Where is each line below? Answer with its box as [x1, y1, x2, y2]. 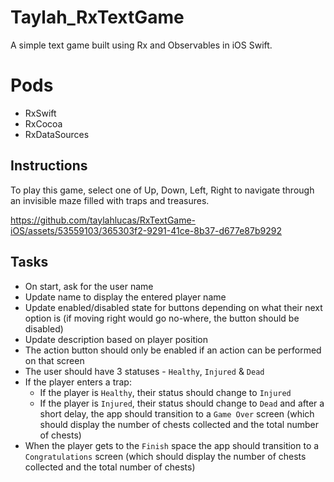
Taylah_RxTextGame [10, 6, 185, 29]
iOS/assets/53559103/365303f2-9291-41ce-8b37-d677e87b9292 [10, 224, 282, 236]
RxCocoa [24, 117, 63, 130]
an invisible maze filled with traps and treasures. [10, 194, 210, 206]
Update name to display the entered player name [24, 291, 227, 303]
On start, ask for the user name [24, 280, 154, 292]
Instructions [10, 157, 88, 175]
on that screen [24, 354, 85, 366]
